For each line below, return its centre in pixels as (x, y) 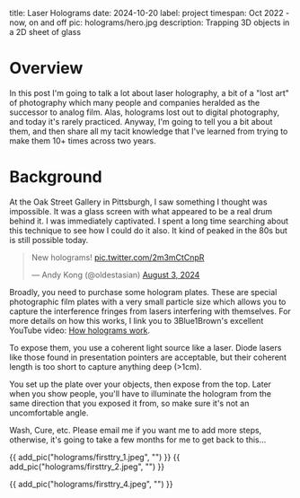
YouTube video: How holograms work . (80, 330)
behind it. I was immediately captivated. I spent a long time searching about (149, 221)
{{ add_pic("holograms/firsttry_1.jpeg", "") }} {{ (95, 457)
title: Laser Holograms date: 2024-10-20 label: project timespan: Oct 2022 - (150, 13)
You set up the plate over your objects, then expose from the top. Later (141, 384)
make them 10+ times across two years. (83, 140)
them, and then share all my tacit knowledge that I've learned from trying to (149, 131)
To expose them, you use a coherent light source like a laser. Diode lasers (146, 347)
